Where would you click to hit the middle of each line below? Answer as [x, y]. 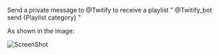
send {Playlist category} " [44, 17]
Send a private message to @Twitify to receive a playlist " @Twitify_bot [109, 10]
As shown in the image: [41, 31]
